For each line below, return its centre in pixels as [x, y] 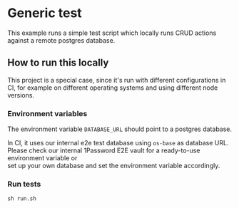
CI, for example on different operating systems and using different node [113, 88]
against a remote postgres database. [61, 40]
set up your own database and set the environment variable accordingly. [114, 166]
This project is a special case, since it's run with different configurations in [117, 80]
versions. [21, 95]
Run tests [24, 184]
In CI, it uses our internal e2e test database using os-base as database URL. [118, 143]
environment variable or [42, 158]
